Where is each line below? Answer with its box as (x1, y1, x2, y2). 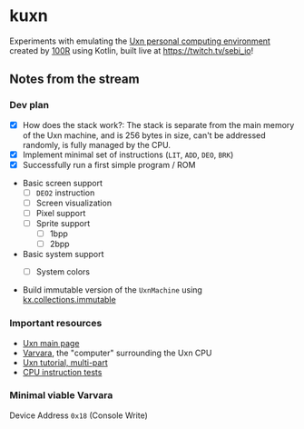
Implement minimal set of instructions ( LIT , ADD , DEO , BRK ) (22, 149, 234, 160)
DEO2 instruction (35, 187, 95, 198)
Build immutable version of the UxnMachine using (22, 284, 202, 295)
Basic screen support (22, 177, 103, 188)
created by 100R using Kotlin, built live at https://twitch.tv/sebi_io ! (9, 45, 254, 55)
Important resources (9, 317, 103, 330)
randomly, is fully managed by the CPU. (22, 139, 171, 150)
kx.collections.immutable (22, 294, 116, 305)
